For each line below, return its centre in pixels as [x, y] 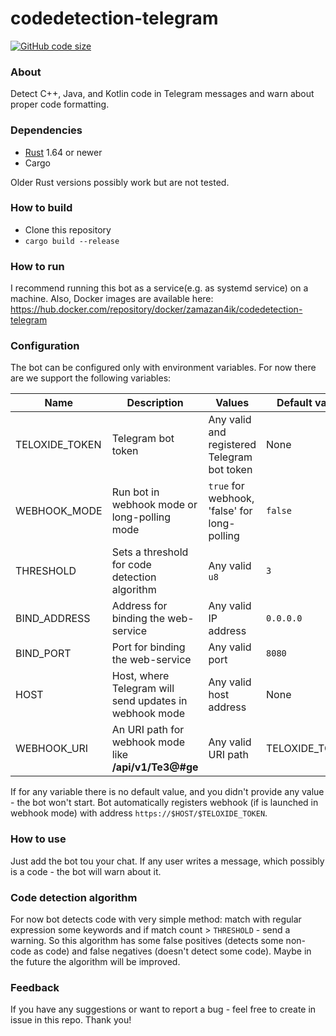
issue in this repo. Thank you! [71, 1020]
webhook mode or [154, 505]
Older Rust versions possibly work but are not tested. [120, 182]
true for [226, 486]
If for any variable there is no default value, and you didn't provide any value [167, 792]
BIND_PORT [43, 654]
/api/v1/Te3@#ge [155, 767]
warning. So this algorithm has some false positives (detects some [147, 941]
